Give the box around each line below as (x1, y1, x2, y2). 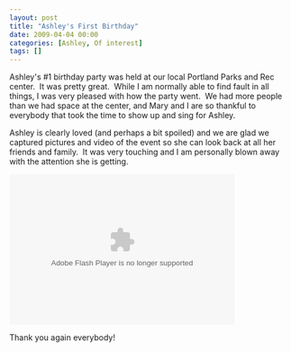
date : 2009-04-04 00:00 (9, 30, 99, 39)
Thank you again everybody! (9, 332, 115, 343)
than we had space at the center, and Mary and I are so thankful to (9, 100, 257, 111)
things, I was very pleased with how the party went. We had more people (9, 91, 283, 102)
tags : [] (9, 47, 42, 56)
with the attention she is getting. (9, 156, 129, 167)
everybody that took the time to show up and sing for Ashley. (9, 110, 236, 121)
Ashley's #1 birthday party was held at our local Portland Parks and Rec (9, 71, 275, 82)
